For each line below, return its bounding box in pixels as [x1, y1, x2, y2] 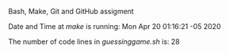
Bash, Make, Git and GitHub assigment [8, 7, 135, 16]
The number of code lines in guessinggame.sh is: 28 [8, 37, 180, 46]
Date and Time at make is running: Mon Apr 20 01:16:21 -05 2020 [8, 22, 221, 31]
